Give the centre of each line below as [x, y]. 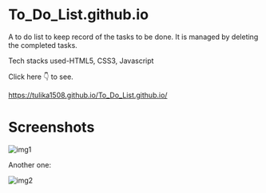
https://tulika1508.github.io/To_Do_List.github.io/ [88, 95]
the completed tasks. [43, 45]
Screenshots [52, 127]
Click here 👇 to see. [41, 77]
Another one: [30, 164]
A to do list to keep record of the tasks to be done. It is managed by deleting [133, 37]
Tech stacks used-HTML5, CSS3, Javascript [81, 61]
